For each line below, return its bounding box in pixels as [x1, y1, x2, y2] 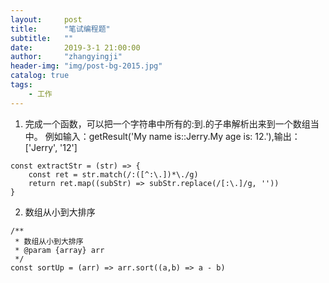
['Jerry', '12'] [24, 141, 78, 153]
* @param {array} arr [14, 245, 105, 255]
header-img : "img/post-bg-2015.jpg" [10, 61, 163, 71]
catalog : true [10, 71, 70, 81]
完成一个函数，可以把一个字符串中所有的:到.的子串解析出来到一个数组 [24, 117, 311, 130]
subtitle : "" [10, 33, 74, 43]
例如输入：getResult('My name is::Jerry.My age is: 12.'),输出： [44, 130, 301, 142]
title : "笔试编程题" [10, 24, 111, 34]
